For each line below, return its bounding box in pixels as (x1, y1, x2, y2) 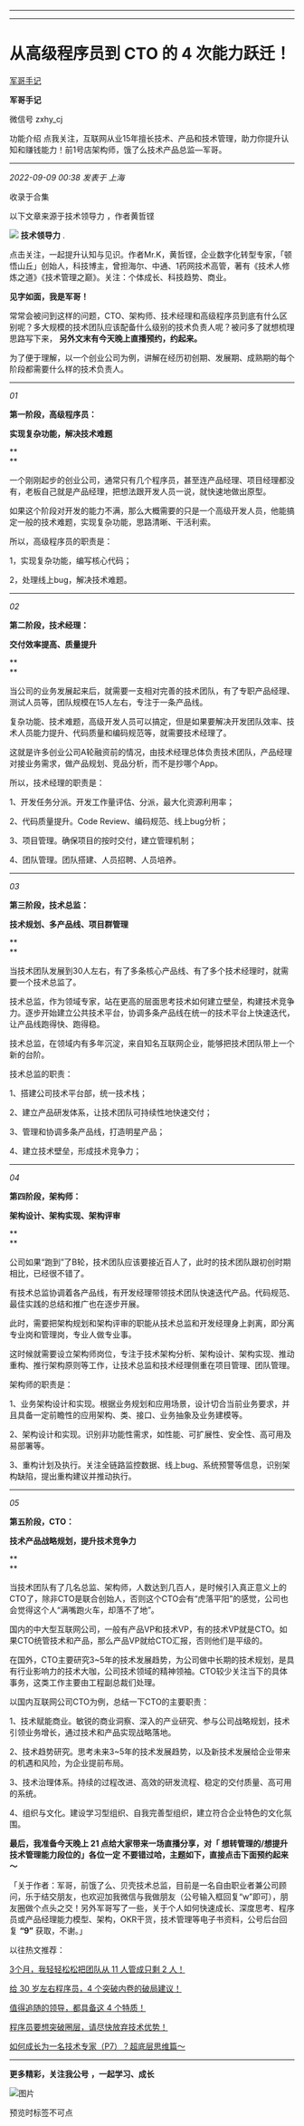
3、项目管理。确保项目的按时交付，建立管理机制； (9, 835, 197, 846)
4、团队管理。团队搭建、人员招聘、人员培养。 (9, 854, 182, 865)
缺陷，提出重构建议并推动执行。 (16, 1471, 137, 1481)
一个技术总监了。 (16, 976, 81, 987)
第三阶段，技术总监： (9, 899, 89, 910)
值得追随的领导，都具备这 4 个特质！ (9, 2002, 147, 2013)
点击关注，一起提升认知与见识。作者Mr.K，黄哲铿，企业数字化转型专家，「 (9, 248, 285, 259)
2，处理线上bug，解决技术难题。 (9, 574, 132, 585)
